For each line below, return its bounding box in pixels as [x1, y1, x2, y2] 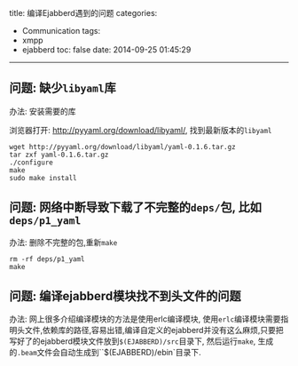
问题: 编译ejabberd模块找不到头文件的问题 [9, 289, 241, 304]
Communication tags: [21, 26, 100, 36]
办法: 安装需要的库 [9, 106, 76, 116]
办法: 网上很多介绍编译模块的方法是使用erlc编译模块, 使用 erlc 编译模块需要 [9, 314, 281, 324]
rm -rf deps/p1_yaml [9, 254, 86, 264]
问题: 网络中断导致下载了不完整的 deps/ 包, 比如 [9, 200, 263, 215]
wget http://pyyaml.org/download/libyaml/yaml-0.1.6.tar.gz [9, 142, 237, 151]
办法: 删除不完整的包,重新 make [9, 236, 118, 247]
